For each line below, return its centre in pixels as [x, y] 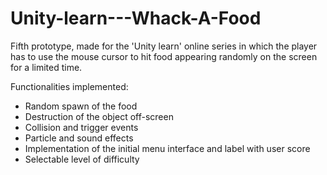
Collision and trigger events [81, 127]
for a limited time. [46, 67]
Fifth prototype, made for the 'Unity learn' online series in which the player [164, 46]
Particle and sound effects [79, 138]
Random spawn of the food [81, 106]
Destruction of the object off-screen [99, 116]
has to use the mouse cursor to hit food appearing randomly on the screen [164, 56]
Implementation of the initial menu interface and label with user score [167, 148]
